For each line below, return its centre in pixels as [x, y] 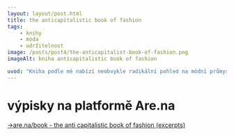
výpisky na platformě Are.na [91, 105]
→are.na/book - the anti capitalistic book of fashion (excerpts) [96, 125]
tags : [15, 26]
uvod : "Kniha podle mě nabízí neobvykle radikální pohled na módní [107, 71]
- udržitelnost [42, 46]
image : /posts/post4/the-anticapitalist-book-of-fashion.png [98, 53]
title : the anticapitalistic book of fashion [74, 20]
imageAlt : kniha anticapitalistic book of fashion [82, 59]
